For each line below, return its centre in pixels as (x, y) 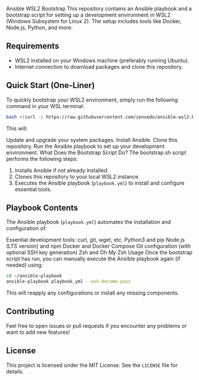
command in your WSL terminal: (45, 106)
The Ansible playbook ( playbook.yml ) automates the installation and (89, 222)
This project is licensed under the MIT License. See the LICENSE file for (92, 365)
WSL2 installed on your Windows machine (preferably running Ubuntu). (102, 60)
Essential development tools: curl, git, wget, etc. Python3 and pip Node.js (96, 240)
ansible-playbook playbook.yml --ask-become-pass (69, 281)
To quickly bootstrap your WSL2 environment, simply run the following (92, 100)
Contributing (30, 311)
